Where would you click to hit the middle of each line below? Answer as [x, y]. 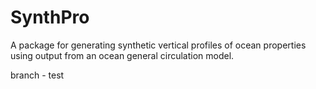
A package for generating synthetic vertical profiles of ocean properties [158, 45]
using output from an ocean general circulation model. [122, 55]
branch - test [37, 75]
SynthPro [50, 17]
